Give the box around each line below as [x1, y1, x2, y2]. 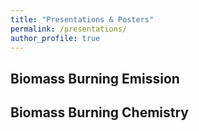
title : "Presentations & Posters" [10, 14, 155, 25]
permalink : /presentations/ [10, 24, 128, 34]
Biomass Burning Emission [10, 70, 180, 87]
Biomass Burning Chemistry [10, 104, 190, 121]
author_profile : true [10, 33, 101, 43]
